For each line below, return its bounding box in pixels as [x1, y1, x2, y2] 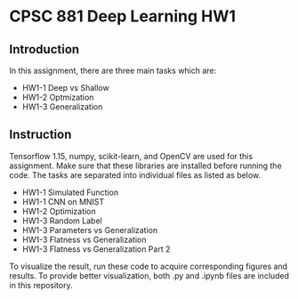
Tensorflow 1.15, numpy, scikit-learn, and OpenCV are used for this [9, 150, 254, 161]
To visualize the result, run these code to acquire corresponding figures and [9, 261, 287, 271]
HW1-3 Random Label [21, 215, 102, 226]
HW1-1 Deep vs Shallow [21, 83, 109, 93]
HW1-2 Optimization [21, 206, 96, 216]
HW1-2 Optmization [21, 92, 94, 102]
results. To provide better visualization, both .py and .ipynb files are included [9, 270, 290, 281]
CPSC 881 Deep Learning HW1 [9, 6, 237, 27]
